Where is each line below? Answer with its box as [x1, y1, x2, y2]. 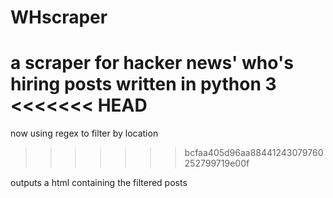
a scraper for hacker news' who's [10, 52, 294, 75]
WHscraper [10, 6, 108, 29]
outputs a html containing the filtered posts [10, 177, 188, 189]
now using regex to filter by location [10, 127, 159, 140]
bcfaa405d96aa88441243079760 [184, 147, 324, 159]
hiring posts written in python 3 [10, 73, 277, 96]
